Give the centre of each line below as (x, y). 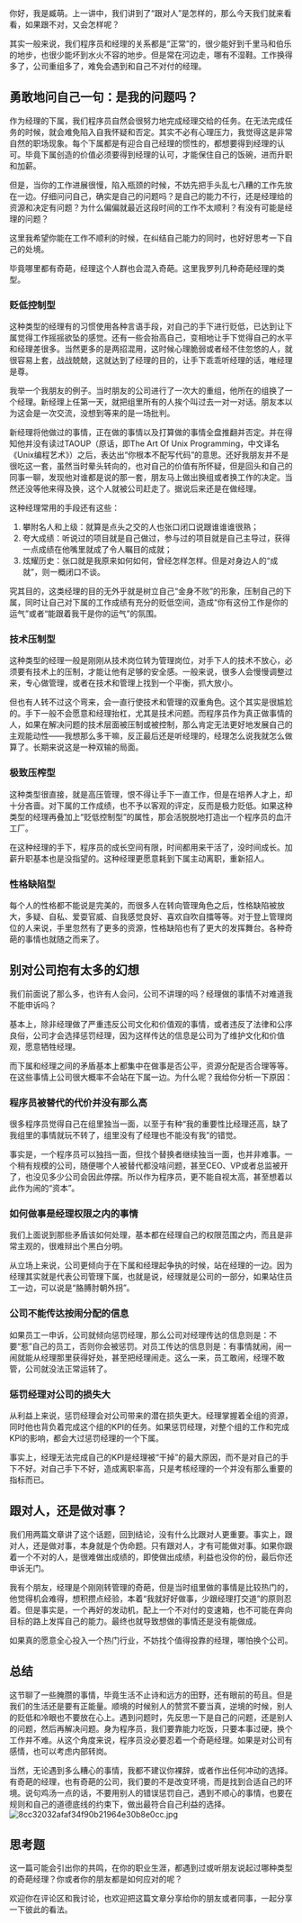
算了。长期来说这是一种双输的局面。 (76, 747)
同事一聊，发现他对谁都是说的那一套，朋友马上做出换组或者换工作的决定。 (147, 478)
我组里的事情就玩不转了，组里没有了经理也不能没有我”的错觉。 (125, 1135)
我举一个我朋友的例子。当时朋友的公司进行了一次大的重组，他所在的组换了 (147, 391)
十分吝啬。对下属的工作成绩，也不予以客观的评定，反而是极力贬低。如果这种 (151, 806)
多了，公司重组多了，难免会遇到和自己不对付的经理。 (108, 66)
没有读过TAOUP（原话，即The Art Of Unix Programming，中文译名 (156, 443)
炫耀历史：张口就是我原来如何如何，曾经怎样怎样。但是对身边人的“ (146, 560)
